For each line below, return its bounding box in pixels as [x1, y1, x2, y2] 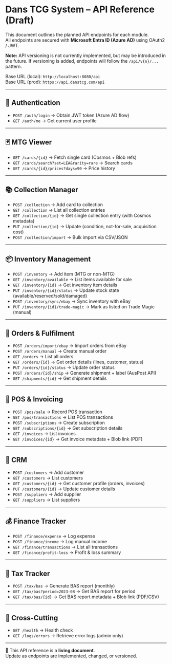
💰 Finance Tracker [5, 517, 67, 526]
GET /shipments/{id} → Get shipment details [12, 375, 107, 381]
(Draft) [5, 14, 34, 26]
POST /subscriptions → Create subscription [12, 419, 105, 426]
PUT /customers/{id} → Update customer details [12, 486, 115, 492]
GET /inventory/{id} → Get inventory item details [12, 282, 118, 288]
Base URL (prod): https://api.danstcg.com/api [5, 79, 105, 85]
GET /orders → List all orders [12, 354, 74, 359]
